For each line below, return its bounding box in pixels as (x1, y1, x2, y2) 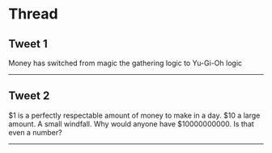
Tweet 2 (8, 89, 50, 103)
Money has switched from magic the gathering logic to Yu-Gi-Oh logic (8, 58, 243, 68)
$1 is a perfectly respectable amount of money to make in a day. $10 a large (8, 110, 261, 120)
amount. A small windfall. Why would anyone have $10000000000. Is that (8, 118, 255, 129)
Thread (8, 5, 58, 23)
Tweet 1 (8, 37, 49, 51)
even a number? (8, 127, 62, 137)
